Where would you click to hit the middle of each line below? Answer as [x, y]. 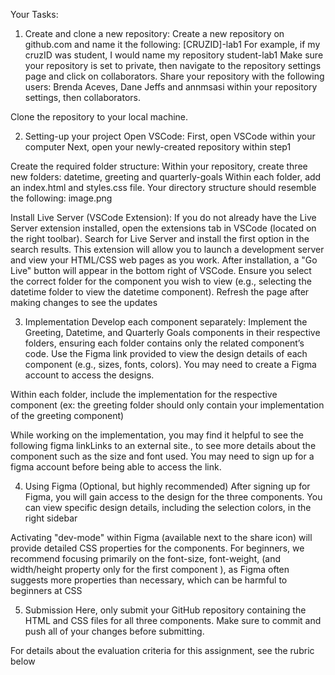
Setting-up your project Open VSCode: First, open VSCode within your [170, 136]
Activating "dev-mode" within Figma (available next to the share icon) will [161, 537]
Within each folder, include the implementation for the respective [144, 394]
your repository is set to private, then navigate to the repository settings [173, 65]
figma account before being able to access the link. [116, 467]
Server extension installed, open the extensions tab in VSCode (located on [163, 228]
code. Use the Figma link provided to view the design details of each [166, 353]
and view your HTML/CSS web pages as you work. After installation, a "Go [164, 260]
